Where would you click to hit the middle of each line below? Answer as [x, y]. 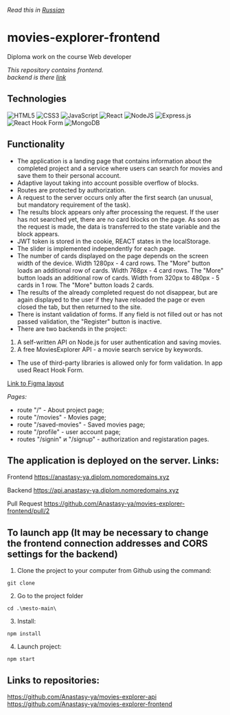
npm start [21, 659]
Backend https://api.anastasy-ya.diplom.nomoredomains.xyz [93, 490]
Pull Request [25, 503]
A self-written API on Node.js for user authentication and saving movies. [119, 342]
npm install [24, 634]
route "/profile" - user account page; [69, 431]
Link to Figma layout [36, 383]
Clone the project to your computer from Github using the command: [114, 571]
